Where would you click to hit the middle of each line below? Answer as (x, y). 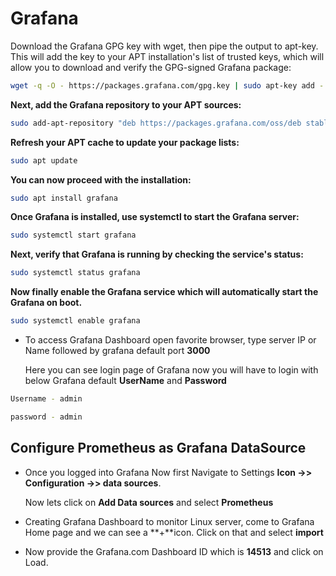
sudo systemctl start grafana (73, 235)
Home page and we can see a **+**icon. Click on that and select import (174, 532)
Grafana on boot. (46, 303)
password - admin (46, 417)
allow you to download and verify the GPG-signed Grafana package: (151, 67)
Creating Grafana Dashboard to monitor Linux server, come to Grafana (169, 521)
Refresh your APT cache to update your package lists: (125, 142)
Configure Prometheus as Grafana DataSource (158, 448)
